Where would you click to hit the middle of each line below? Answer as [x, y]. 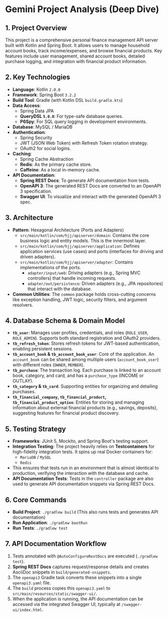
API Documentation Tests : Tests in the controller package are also [83, 479]
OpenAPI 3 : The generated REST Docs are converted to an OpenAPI [91, 186]
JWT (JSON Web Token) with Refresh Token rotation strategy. [84, 143]
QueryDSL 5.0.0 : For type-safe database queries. [71, 116]
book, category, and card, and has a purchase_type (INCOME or [78, 376]
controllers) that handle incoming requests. [72, 278]
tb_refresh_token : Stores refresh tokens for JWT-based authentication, [86, 343]
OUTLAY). [23, 381]
